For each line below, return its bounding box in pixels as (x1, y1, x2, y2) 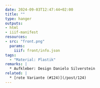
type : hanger (5, 16, 32, 21)
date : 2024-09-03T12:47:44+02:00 (5, 7, 74, 12)
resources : (5, 35, 27, 40)
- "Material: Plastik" (9, 57, 56, 62)
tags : (5, 52, 16, 58)
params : (9, 44, 25, 48)
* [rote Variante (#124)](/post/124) (9, 75, 87, 80)
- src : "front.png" (5, 39, 45, 44)
